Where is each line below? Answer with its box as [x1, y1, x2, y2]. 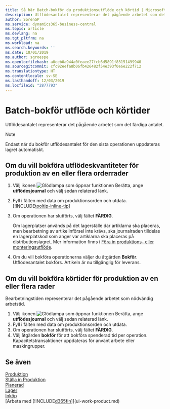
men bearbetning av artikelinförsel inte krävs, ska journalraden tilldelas [12, 228, 160, 234]
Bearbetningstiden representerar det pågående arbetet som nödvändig [5, 295, 153, 302]
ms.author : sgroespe [5, 54, 49, 60]
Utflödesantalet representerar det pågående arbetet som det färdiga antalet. [5, 121, 164, 127]
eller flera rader [5, 282, 55, 290]
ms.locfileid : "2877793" [5, 83, 58, 88]
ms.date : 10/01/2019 [5, 50, 49, 55]
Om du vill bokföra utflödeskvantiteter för [5, 161, 139, 170]
